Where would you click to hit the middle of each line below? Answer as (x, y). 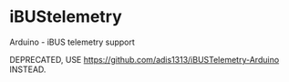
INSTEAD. (28, 69)
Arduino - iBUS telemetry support (72, 42)
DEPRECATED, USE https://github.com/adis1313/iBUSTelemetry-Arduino (144, 59)
